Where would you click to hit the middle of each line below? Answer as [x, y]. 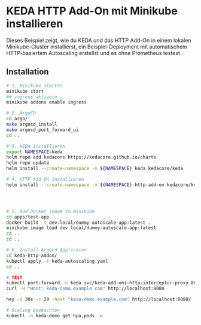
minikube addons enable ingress [46, 102]
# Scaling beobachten [33, 310]
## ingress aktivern [32, 97]
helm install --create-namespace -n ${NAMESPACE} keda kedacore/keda [95, 169]
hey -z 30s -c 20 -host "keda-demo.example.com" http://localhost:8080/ [99, 300]
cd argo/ [17, 119]
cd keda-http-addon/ [32, 256]
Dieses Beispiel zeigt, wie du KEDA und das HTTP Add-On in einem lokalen [99, 40]
